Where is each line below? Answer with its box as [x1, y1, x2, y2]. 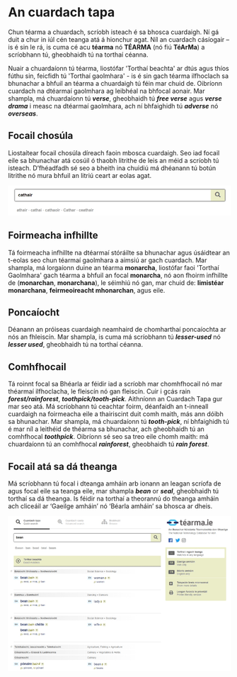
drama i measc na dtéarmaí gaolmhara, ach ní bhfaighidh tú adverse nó [8, 101, 219, 110]
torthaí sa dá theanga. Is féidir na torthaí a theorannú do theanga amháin [8, 494, 219, 503]
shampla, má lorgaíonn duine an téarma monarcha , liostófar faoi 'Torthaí [8, 263, 219, 272]
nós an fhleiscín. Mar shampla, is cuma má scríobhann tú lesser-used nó [8, 332, 221, 341]
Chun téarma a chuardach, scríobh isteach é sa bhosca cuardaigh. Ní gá [8, 28, 219, 36]
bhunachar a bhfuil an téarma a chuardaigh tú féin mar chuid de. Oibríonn [8, 79, 222, 87]
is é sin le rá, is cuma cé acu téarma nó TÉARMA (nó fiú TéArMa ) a [8, 43, 205, 51]
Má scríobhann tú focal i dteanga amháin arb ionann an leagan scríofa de [8, 479, 221, 488]
